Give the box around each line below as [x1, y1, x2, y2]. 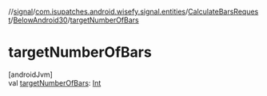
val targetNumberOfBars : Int [8, 78, 102, 87]
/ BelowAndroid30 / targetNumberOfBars [10, 15, 139, 25]
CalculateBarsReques [187, 7, 259, 16]
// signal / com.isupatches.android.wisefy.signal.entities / [8, 7, 189, 16]
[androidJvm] [8, 70, 54, 79]
